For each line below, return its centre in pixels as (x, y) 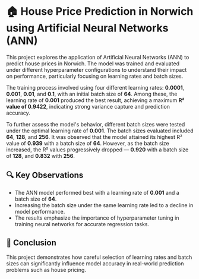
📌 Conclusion (31, 243)
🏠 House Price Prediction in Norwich (100, 12)
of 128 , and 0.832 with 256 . (41, 156)
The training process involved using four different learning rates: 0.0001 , (95, 87)
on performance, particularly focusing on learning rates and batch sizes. (95, 76)
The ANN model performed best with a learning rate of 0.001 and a (97, 192)
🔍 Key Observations (45, 175)
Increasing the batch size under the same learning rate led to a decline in (104, 205)
